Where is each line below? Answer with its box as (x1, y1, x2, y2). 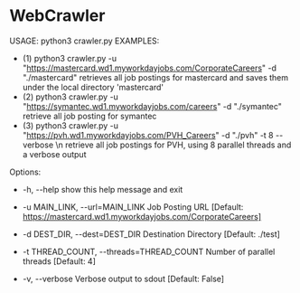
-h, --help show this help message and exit (22, 184, 183, 194)
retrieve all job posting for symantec (22, 110, 157, 121)
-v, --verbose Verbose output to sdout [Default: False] (22, 273, 224, 284)
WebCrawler (9, 5, 106, 26)
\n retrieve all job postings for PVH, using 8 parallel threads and (55, 139, 292, 150)
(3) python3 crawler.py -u (22, 119, 119, 131)
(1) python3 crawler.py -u (22, 52, 117, 63)
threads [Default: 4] (22, 255, 97, 267)
